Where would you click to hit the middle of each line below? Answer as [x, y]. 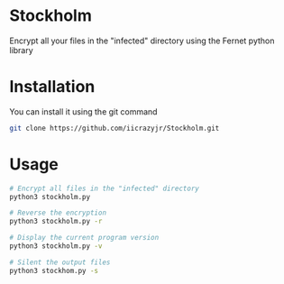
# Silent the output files [60, 262]
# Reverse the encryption [58, 213]
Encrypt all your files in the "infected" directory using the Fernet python [142, 41]
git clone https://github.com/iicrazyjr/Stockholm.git [115, 128]
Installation [52, 87]
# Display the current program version [84, 238]
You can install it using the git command [83, 111]
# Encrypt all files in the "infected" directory [105, 188]
